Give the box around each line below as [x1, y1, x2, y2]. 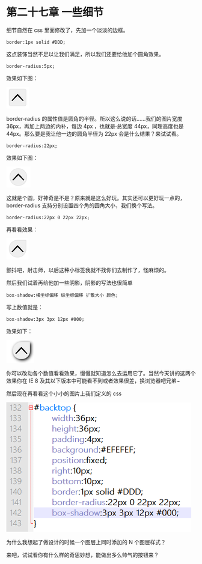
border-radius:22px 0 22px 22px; [6, 214, 90, 220]
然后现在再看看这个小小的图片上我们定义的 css [6, 390, 122, 397]
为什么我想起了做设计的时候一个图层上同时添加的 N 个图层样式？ [6, 538, 167, 545]
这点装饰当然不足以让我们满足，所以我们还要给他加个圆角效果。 [6, 50, 164, 58]
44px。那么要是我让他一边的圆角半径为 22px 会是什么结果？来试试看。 [6, 130, 182, 137]
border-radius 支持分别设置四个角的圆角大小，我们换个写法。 [6, 202, 158, 209]
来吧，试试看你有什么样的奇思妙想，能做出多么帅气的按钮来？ [6, 551, 159, 559]
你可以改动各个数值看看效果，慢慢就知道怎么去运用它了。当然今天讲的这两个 [6, 369, 196, 377]
